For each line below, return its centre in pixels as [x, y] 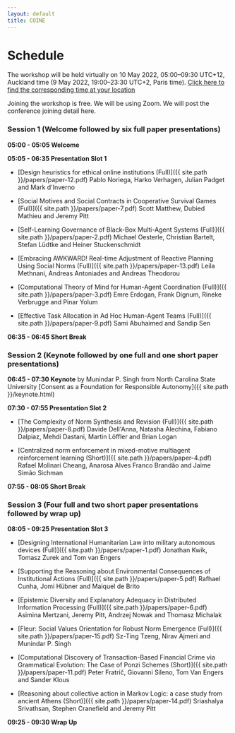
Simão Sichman [40, 473]
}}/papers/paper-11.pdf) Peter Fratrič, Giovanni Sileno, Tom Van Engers [120, 672]
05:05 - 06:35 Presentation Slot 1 [57, 158]
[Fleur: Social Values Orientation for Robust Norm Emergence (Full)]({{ [120, 628]
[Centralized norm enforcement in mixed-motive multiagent [104, 451]
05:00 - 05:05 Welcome [43, 145]
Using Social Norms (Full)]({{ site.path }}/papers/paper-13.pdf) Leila [116, 266]
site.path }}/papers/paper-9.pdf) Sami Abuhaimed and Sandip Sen [114, 323]
